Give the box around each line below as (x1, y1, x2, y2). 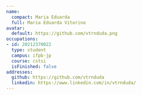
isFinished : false (11, 63, 57, 70)
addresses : (6, 69, 33, 75)
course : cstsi (11, 58, 46, 64)
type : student (11, 47, 46, 53)
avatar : (6, 25, 25, 31)
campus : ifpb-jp (11, 53, 51, 58)
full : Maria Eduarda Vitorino (11, 19, 86, 25)
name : (6, 8, 20, 15)
